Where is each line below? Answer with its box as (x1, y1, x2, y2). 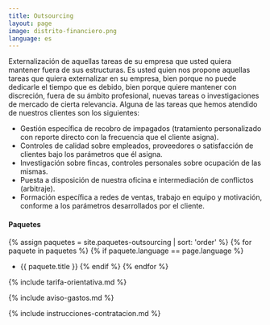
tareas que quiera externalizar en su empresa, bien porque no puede (8, 74, 237, 83)
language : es (8, 34, 52, 43)
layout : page (8, 19, 52, 27)
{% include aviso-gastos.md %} (8, 293, 114, 303)
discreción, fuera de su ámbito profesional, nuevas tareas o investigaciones (8, 91, 260, 101)
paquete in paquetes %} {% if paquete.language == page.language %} (8, 246, 244, 255)
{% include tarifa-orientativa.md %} (8, 277, 127, 287)
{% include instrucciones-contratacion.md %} (8, 309, 161, 319)
